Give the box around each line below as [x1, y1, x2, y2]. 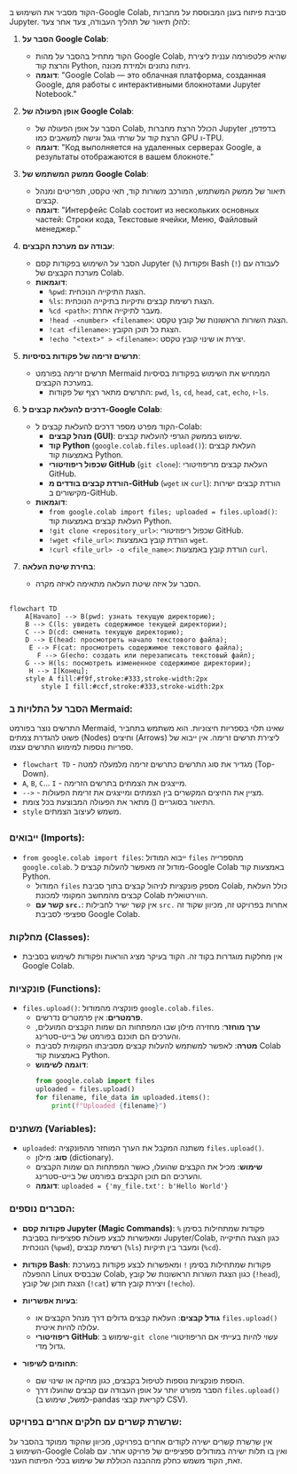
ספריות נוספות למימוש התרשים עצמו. [9, 742, 134, 753]
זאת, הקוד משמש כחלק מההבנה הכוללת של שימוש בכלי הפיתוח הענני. [9, 1454, 243, 1465]
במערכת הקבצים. [35, 378, 94, 388]
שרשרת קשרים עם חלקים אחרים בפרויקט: [9, 1416, 183, 1429]
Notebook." [35, 89, 77, 100]
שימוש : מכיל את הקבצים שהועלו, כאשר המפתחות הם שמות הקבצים [35, 1161, 263, 1172]
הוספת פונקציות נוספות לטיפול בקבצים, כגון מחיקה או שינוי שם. [35, 1374, 246, 1385]
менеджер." [35, 224, 82, 235]
